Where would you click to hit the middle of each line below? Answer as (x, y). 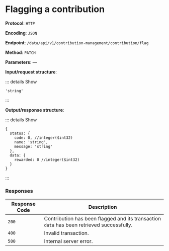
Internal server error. (68, 241)
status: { (20, 133)
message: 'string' (33, 146)
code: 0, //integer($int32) (44, 138)
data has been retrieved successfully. (88, 225)
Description (103, 207)
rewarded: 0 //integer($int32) (47, 159)
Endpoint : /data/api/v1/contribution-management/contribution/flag (77, 43)
